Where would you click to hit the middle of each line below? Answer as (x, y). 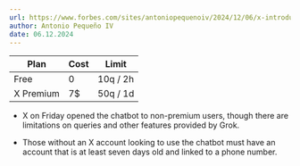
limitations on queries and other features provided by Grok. (131, 125)
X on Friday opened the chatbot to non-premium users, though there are (155, 116)
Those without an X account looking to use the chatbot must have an (149, 143)
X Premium (37, 94)
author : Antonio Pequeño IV (62, 26)
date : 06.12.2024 (42, 34)
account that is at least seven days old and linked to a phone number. (150, 152)
